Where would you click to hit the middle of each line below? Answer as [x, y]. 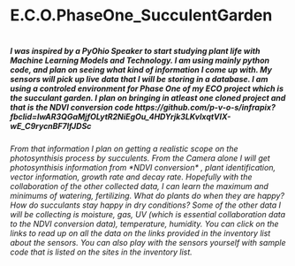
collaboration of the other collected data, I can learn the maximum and [139, 186]
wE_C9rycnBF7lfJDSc [51, 126]
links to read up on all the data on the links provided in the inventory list [140, 233]
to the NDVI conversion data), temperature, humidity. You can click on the [144, 224]
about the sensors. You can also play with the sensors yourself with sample [148, 242]
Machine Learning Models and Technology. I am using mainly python [140, 61]
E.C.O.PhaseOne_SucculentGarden [141, 15]
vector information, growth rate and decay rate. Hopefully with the [131, 177]
